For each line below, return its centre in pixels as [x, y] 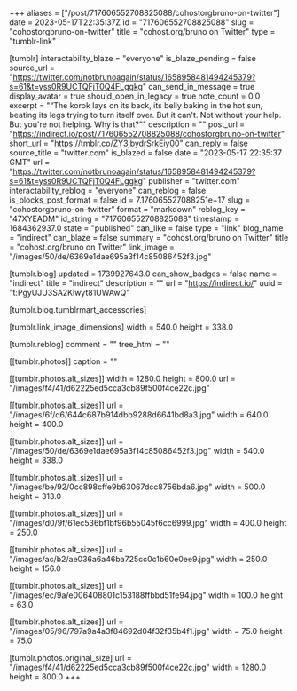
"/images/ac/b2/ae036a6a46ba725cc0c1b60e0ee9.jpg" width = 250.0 [138, 559]
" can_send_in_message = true [199, 87]
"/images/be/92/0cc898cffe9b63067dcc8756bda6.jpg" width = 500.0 [137, 487]
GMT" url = [30, 162]
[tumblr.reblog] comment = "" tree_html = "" [90, 344]
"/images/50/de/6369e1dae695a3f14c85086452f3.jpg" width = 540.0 [137, 451]
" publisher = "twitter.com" [191, 181]
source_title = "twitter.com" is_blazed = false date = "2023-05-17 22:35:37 [145, 153]
